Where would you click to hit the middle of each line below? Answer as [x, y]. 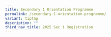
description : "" [22, 23]
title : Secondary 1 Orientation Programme [49, 9]
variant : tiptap [22, 18]
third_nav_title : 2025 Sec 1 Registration [49, 27]
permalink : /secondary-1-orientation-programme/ [56, 14]
